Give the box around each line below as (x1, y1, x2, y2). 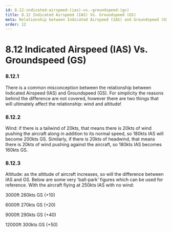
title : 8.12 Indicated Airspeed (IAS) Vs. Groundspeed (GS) (5, 12, 137, 17)
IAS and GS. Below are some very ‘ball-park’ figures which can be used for (5, 177, 163, 183)
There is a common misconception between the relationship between (5, 84, 152, 90)
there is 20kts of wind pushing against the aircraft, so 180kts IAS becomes (5, 142, 162, 148)
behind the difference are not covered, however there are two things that (5, 95, 159, 101)
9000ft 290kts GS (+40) (5, 212, 56, 218)
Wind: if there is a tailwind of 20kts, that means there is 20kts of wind (5, 125, 152, 131)
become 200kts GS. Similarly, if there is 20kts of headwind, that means (5, 136, 155, 142)
